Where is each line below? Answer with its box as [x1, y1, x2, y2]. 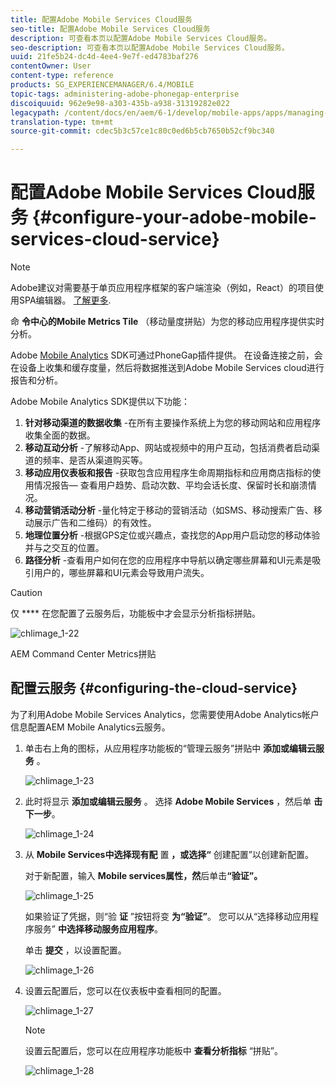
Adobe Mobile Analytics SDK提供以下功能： [10, 396, 190, 408]
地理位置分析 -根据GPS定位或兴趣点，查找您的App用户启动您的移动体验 [24, 529, 321, 541]
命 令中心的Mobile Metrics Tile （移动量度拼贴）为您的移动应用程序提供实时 [10, 316, 325, 328]
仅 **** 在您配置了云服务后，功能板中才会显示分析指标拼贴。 [10, 607, 261, 620]
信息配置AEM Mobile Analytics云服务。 [10, 721, 171, 733]
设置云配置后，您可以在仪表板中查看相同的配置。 [24, 984, 227, 996]
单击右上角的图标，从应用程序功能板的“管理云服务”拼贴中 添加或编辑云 [24, 742, 317, 754]
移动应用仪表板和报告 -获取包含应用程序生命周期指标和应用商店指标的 [24, 467, 313, 479]
